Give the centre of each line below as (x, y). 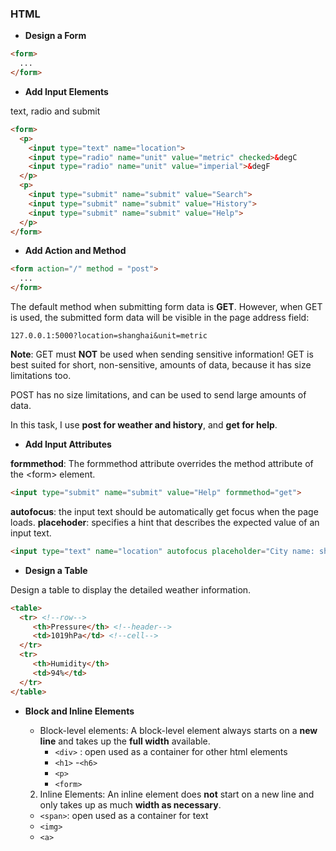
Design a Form (55, 36)
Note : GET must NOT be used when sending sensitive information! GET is (162, 354)
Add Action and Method (75, 251)
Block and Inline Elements (79, 711)
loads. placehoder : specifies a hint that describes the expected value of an (165, 522)
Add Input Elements (66, 91)
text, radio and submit (55, 111)
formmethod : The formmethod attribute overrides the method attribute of (162, 464)
